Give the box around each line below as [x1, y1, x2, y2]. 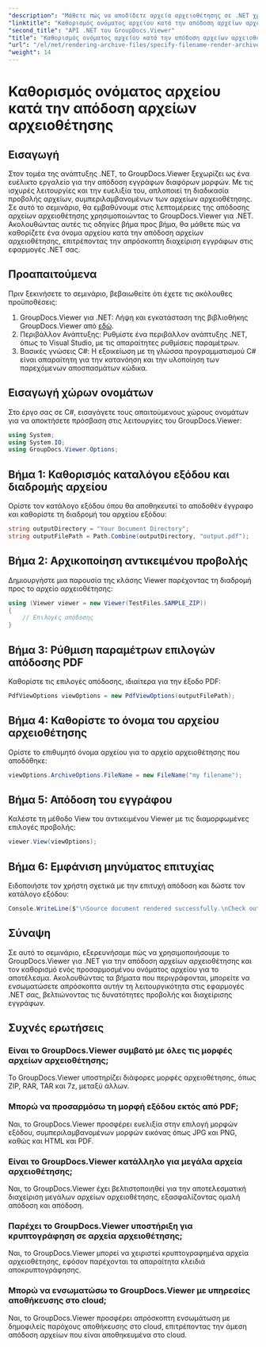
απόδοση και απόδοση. [8, 1200, 85, 1210]
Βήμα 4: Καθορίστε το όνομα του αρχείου [8, 714, 220, 727]
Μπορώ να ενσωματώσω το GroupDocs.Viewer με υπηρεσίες [8, 1285, 251, 1296]
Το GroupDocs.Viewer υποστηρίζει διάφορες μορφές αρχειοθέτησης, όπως [8, 1073, 256, 1083]
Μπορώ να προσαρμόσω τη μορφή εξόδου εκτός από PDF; [8, 1101, 239, 1112]
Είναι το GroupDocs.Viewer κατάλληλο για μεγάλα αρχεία [8, 1156, 243, 1167]
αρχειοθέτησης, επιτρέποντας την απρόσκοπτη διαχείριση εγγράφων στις [8, 236, 253, 246]
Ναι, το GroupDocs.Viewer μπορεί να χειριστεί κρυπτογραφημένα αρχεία [8, 1249, 249, 1258]
